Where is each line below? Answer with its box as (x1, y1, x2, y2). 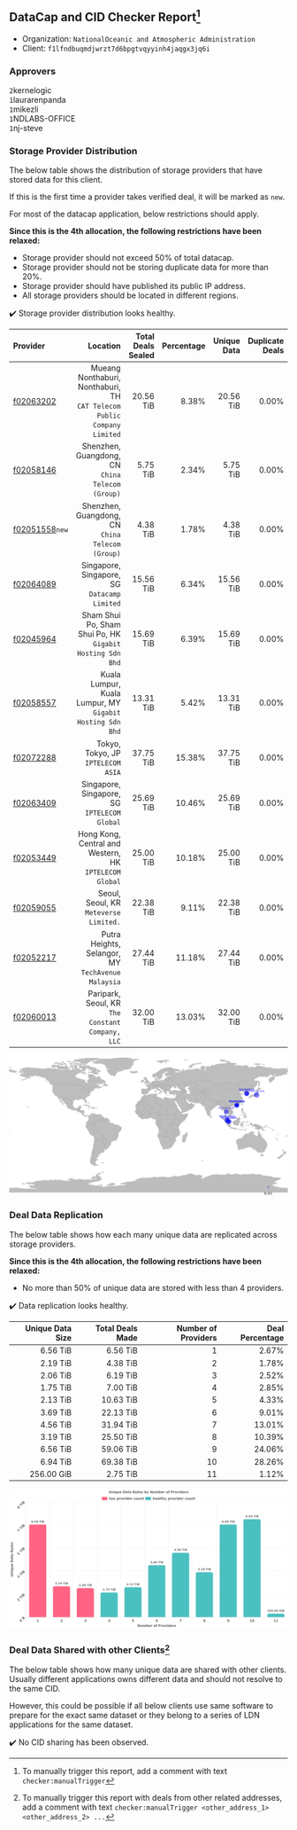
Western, (88, 848, 121, 858)
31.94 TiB (101, 1419, 139, 1430)
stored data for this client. (9, 175, 103, 185)
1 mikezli (9, 104, 39, 114)
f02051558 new (12, 524, 69, 535)
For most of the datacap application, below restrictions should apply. (9, 208, 259, 220)
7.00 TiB (105, 1382, 139, 1393)
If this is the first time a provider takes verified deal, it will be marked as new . (9, 192, 286, 202)
